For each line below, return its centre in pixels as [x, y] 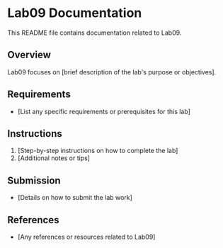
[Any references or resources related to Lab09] [86, 237]
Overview [29, 55]
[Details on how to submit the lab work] [75, 198]
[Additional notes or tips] [54, 158]
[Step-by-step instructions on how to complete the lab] [98, 151]
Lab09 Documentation [75, 13]
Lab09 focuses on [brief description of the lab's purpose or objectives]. [112, 72]
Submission [34, 180]
